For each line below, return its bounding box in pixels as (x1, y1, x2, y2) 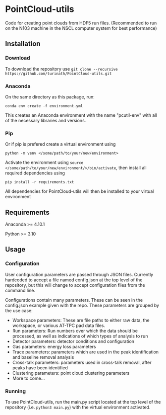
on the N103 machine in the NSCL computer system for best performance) (5, 25, 157, 31)
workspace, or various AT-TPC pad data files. (12, 322, 106, 329)
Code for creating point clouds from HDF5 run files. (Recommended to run (5, 20, 157, 26)
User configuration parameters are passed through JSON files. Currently (5, 271, 154, 277)
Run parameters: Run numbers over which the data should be (12, 328, 138, 333)
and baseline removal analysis (12, 354, 74, 360)
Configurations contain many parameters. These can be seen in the (5, 297, 143, 303)
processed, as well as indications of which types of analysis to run (12, 333, 148, 339)
